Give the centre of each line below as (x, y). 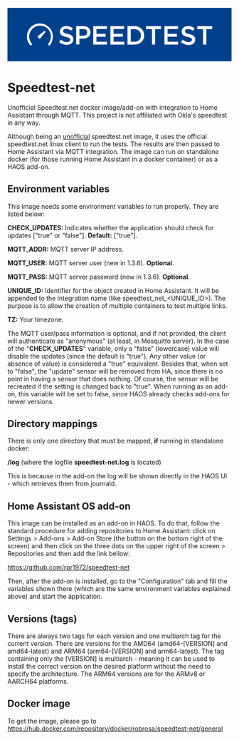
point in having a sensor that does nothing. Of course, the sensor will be (113, 379)
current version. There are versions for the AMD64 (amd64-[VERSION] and (117, 644)
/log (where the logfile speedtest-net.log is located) (84, 462)
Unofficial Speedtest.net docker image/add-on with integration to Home (113, 107)
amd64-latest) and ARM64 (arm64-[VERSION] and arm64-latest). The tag (116, 651)
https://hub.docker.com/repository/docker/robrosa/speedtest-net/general (115, 729)
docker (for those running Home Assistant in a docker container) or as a (113, 159)
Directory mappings (53, 424)
